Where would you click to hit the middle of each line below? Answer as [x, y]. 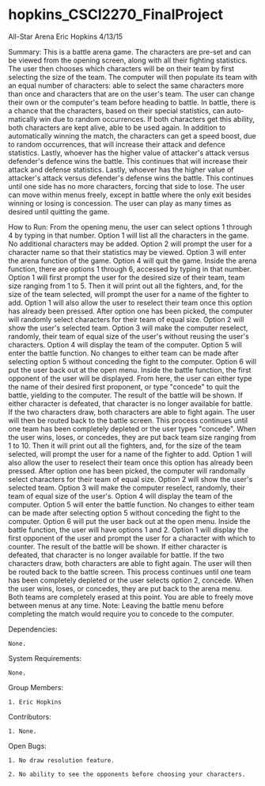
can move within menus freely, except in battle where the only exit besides [130, 195]
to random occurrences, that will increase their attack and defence [117, 144]
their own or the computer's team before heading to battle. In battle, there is [132, 102]
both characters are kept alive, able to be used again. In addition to [117, 127]
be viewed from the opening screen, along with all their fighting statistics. [128, 60]
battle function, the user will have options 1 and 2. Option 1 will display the [129, 530]
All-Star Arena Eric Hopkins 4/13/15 [66, 36]
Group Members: [36, 687]
